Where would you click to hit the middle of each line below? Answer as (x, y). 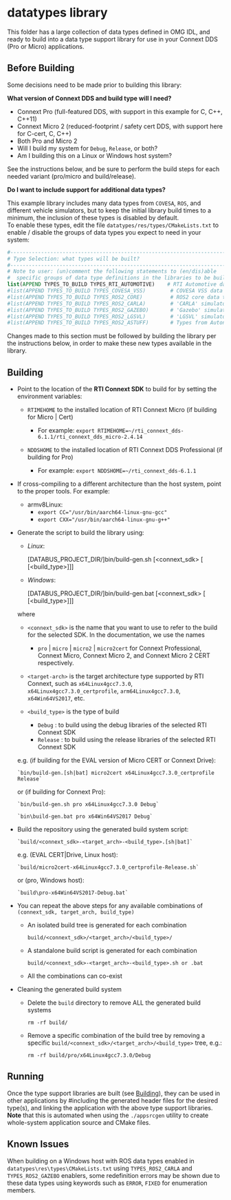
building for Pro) (50, 458)
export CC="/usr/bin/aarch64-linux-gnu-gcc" (102, 513)
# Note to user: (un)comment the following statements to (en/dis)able (112, 272)
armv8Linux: (45, 504)
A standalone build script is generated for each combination (112, 951)
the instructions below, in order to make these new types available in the (109, 344)
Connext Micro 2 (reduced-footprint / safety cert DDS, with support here (120, 126)
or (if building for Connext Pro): (61, 792)
